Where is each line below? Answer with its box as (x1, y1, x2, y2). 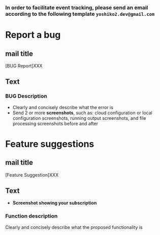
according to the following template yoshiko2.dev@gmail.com (5, 10, 155, 17)
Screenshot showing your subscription (12, 200, 97, 206)
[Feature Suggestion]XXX (5, 172, 59, 178)
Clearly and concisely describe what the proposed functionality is (5, 224, 143, 230)
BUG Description (5, 93, 47, 100)
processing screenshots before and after (12, 120, 98, 126)
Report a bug (5, 29, 61, 41)
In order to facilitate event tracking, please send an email (5, 4, 148, 11)
